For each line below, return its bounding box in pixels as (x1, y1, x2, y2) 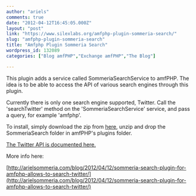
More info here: (6, 153, 44, 160)
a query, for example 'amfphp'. (6, 111, 82, 119)
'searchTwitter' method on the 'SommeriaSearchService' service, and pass (6, 105, 191, 112)
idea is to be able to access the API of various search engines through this (6, 81, 189, 88)
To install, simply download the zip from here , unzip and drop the (6, 123, 166, 130)
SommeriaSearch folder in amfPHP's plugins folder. (6, 129, 132, 136)
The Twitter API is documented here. (6, 141, 97, 148)
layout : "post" (6, 25, 44, 32)
